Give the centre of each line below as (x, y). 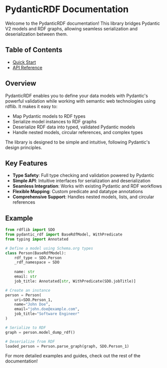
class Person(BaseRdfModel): (36, 253)
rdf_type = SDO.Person (38, 258)
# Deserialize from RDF (30, 341)
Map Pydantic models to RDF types (49, 116)
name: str (25, 272)
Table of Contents (34, 50)
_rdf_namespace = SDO (37, 262)
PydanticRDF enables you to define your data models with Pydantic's (77, 96)
